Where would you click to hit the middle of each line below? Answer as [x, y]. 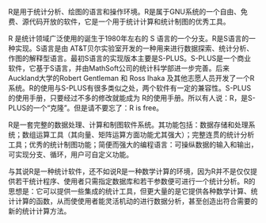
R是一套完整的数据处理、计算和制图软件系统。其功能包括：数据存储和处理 [129, 125]
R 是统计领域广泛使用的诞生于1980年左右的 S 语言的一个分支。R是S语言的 [129, 38]
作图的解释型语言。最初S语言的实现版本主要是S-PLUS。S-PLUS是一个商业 [130, 58]
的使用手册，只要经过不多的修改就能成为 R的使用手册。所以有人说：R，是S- [132, 98]
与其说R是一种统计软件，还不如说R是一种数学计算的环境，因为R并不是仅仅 [129, 171]
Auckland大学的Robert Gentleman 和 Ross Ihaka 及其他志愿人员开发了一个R [131, 78]
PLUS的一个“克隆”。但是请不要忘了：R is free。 [86, 108]
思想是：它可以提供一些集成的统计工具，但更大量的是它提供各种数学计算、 [129, 191]
